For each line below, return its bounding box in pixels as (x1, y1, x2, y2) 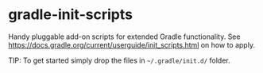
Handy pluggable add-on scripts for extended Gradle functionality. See (8, 32, 241, 41)
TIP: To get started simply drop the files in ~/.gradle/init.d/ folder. (8, 56, 230, 65)
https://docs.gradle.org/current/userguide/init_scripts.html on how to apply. (8, 40, 256, 49)
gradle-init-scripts (8, 6, 133, 24)
